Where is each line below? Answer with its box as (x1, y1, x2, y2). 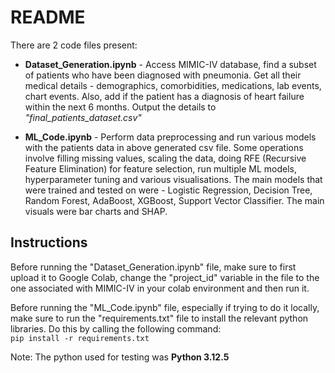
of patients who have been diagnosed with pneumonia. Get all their (24, 69, 302, 81)
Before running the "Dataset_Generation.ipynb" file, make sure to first (10, 261, 297, 273)
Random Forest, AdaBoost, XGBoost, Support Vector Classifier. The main (24, 194, 325, 206)
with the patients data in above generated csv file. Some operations (24, 141, 304, 153)
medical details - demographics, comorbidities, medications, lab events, (24, 79, 322, 91)
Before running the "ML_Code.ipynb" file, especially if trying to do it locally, (10, 301, 320, 313)
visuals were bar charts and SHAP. (24, 205, 168, 217)
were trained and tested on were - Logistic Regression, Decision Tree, (24, 184, 313, 196)
